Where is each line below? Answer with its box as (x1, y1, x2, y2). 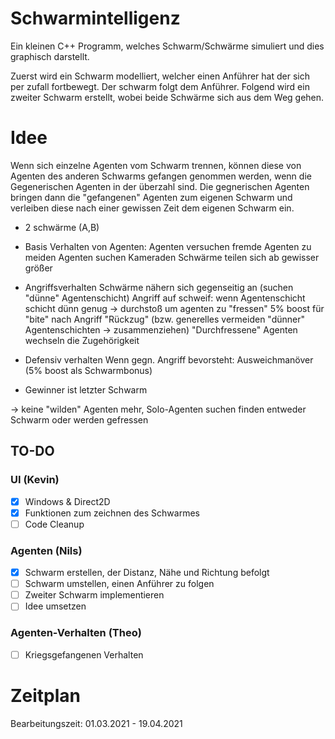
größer (24, 262, 53, 274)
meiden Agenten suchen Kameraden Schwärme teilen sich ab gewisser (24, 251, 320, 263)
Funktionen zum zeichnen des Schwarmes (24, 507, 200, 519)
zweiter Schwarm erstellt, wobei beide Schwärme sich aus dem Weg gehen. (10, 91, 325, 103)
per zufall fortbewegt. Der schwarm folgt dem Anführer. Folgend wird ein (10, 80, 310, 92)
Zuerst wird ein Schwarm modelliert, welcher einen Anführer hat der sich (10, 70, 310, 82)
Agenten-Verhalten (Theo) (10, 626, 142, 640)
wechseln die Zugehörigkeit (24, 334, 140, 346)
